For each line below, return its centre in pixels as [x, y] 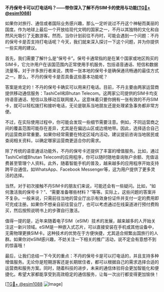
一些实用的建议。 [22, 48]
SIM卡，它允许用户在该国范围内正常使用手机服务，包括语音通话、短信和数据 [82, 64]
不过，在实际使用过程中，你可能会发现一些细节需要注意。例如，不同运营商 [80, 122]
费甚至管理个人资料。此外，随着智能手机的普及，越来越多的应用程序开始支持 [82, 163]
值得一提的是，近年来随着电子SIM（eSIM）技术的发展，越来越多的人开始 [78, 221]
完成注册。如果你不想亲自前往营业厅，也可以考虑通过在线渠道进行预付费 [82, 204]
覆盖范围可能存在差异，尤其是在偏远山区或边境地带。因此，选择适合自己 [86, 128]
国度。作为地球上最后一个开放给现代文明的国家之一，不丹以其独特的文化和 [80, 29]
